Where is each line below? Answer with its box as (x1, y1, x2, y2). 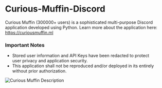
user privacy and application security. (12, 58, 88, 64)
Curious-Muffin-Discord (5, 3, 106, 15)
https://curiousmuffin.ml (5, 29, 54, 35)
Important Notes (5, 42, 45, 48)
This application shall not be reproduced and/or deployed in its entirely (12, 63, 154, 69)
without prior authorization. (12, 68, 67, 74)
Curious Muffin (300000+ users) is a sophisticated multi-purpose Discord (5, 19, 153, 25)
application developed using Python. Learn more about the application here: (5, 24, 158, 30)
